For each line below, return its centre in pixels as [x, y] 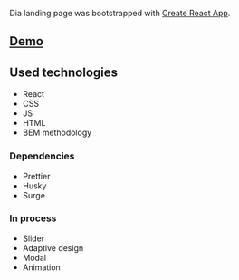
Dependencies [42, 156]
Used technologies [64, 72]
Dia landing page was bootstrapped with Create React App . [120, 13]
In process [33, 218]
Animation [41, 267]
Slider [33, 238]
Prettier [36, 176]
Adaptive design [53, 247]
